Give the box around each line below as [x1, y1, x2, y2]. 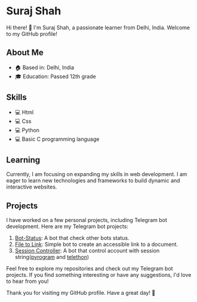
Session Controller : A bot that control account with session [14, 247, 160, 254]
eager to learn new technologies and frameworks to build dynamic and [6, 177, 180, 184]
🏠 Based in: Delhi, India [14, 64, 75, 71]
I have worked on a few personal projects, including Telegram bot [6, 217, 167, 224]
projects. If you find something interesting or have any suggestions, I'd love [6, 272, 192, 279]
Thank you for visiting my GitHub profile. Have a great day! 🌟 [6, 289, 156, 297]
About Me [6, 48, 44, 58]
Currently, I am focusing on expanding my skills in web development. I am [6, 171, 187, 178]
